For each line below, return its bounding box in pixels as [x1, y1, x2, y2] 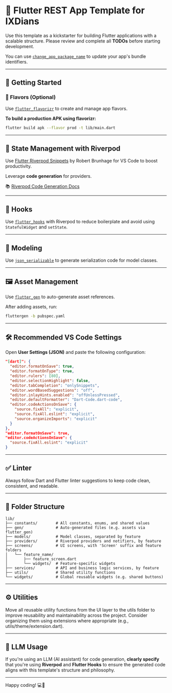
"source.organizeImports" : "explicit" [14, 416, 97, 422]
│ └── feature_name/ [5, 552, 54, 557]
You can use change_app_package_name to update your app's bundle [5, 53, 146, 59]
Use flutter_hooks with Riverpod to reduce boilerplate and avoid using [5, 219, 155, 225]
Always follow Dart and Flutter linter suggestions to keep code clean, [5, 477, 150, 484]
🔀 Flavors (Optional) [5, 94, 56, 101]
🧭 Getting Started [5, 78, 62, 87]
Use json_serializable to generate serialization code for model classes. [5, 257, 158, 263]
